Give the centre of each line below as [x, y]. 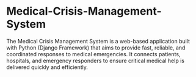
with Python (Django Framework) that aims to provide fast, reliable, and [96, 48]
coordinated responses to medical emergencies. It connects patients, [93, 54]
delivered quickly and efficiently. [47, 67]
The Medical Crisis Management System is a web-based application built [98, 41]
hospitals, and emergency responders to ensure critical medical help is [96, 61]
